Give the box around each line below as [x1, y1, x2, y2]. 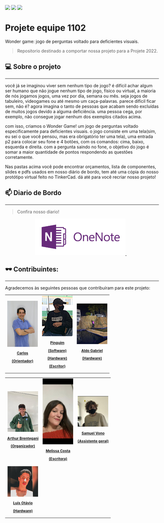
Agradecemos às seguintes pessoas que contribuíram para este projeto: [5, 285, 150, 291]
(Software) [48, 348, 67, 353]
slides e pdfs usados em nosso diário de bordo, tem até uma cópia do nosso [5, 169, 159, 174]
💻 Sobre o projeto [5, 63, 61, 71]
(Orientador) [11, 358, 34, 364]
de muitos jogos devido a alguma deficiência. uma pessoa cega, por [5, 108, 143, 114]
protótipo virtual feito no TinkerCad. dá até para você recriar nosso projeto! [5, 174, 156, 180]
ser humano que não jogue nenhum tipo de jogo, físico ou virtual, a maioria [5, 88, 156, 94]
